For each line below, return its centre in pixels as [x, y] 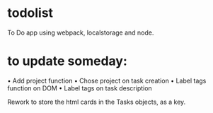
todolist [30, 13]
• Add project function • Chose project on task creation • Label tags [107, 81]
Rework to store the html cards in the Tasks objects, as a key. [97, 102]
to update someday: [67, 61]
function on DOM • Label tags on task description [80, 88]
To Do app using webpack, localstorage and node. [81, 32]
